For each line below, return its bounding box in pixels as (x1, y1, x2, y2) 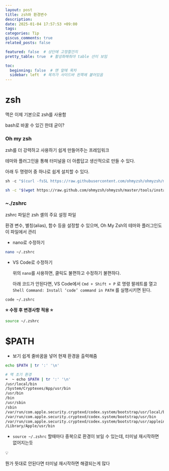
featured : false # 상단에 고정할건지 (5, 49, 78, 54)
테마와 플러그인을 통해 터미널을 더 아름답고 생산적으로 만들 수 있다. (5, 158, 135, 164)
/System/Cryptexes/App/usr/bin (5, 386, 71, 391)
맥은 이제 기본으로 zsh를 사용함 (5, 111, 66, 117)
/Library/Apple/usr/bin (5, 424, 55, 429)
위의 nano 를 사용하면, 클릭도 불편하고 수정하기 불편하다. (12, 270, 121, 276)
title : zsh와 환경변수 (5, 12, 48, 17)
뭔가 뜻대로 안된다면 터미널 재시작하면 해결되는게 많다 (5, 460, 110, 466)
